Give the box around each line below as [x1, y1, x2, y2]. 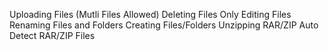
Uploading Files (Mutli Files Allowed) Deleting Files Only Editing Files [9, 9, 292, 20]
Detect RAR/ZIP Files [9, 30, 96, 41]
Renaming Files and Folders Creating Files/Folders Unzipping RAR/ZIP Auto [9, 19, 319, 31]
